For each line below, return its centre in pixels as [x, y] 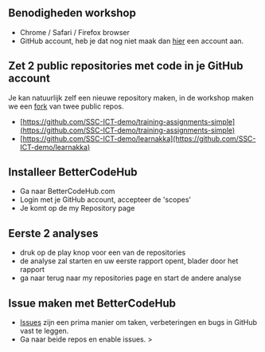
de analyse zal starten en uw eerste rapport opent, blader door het [129, 261]
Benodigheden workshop [72, 13]
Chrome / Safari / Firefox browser [74, 32]
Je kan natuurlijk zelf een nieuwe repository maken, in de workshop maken [131, 97]
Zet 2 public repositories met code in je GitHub [126, 66]
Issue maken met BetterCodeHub [92, 303]
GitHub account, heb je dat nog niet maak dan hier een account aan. [132, 41]
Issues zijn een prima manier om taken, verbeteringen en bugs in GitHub [138, 322]
